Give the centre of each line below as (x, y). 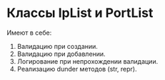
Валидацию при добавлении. (61, 54)
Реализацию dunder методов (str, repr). (77, 69)
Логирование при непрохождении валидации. (87, 61)
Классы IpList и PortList (80, 13)
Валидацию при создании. (57, 46)
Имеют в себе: (29, 33)
